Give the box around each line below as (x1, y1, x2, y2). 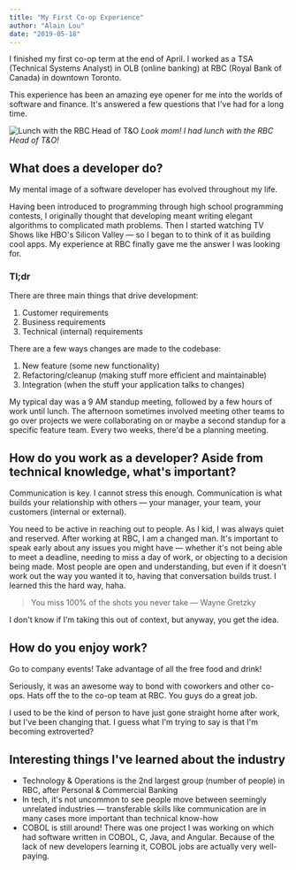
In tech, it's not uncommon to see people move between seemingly (21, 794, 267, 805)
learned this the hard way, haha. (9, 581, 126, 591)
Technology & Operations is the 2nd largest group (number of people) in (21, 775, 285, 786)
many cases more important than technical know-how (21, 812, 219, 823)
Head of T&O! (9, 135, 60, 146)
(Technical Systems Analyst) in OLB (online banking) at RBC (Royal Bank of (9, 63, 283, 73)
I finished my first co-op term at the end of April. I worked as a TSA (9, 54, 254, 65)
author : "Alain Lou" (9, 21, 86, 30)
